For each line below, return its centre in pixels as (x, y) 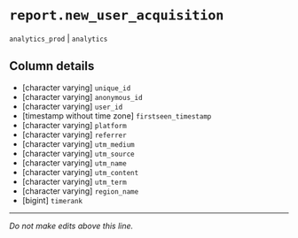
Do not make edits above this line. (71, 226)
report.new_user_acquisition (117, 15)
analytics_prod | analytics (59, 38)
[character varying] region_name (80, 191)
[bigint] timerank (52, 200)
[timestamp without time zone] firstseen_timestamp (117, 115)
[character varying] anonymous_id (82, 96)
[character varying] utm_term (74, 181)
